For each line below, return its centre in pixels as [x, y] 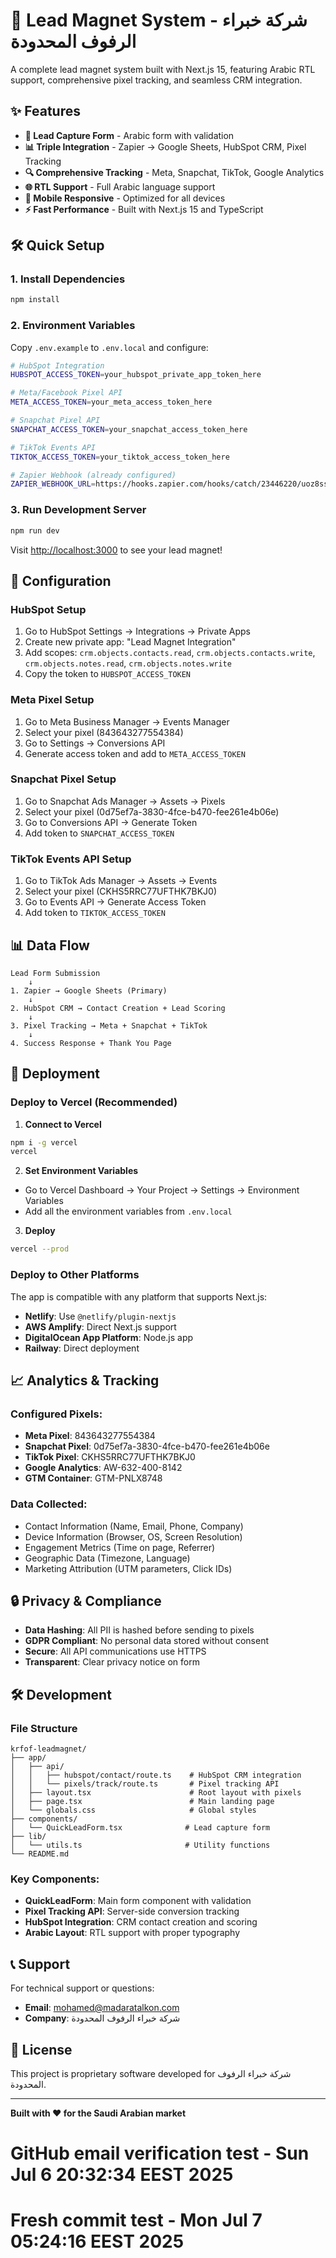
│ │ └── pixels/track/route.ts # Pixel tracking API [145, 1784]
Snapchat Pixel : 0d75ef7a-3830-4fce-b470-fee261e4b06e [147, 1446]
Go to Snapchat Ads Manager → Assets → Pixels [125, 801]
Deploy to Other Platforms [75, 1275]
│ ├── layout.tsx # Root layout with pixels [156, 1793]
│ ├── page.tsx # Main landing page [142, 1802]
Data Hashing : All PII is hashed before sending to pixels [139, 1630]
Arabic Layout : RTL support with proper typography [132, 1933]
